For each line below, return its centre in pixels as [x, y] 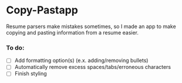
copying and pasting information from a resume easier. [73, 32]
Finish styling [31, 74]
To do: [15, 47]
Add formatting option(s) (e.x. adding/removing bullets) [81, 60]
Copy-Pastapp [42, 10]
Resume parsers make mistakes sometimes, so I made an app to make [91, 26]
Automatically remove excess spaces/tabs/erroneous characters [93, 67]
